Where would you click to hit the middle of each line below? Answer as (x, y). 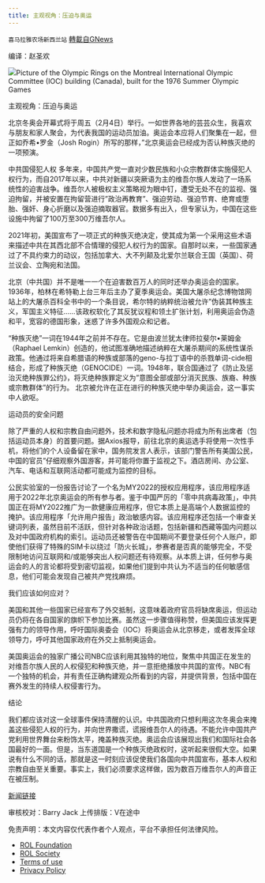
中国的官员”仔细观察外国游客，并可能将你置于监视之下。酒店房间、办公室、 (131, 460)
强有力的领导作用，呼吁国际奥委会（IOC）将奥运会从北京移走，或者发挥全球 (132, 629)
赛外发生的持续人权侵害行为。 (56, 685)
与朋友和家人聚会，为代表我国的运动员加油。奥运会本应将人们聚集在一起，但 (132, 132)
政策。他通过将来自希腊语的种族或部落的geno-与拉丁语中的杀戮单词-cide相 (130, 357)
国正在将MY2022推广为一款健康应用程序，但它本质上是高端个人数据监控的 (129, 507)
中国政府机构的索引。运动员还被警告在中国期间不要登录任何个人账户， (136, 536)
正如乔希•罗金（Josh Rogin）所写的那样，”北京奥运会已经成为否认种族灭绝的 (132, 142)
